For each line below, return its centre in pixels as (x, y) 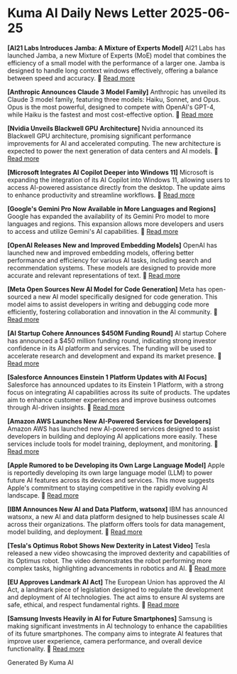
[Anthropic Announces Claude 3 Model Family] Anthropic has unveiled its (117, 92)
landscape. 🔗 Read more (43, 495)
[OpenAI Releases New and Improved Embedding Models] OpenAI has (112, 245)
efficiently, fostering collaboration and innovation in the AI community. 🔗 (112, 311)
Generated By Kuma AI (40, 662)
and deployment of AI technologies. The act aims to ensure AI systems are (116, 597)
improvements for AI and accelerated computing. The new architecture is (114, 143)
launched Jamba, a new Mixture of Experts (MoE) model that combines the (117, 55)
